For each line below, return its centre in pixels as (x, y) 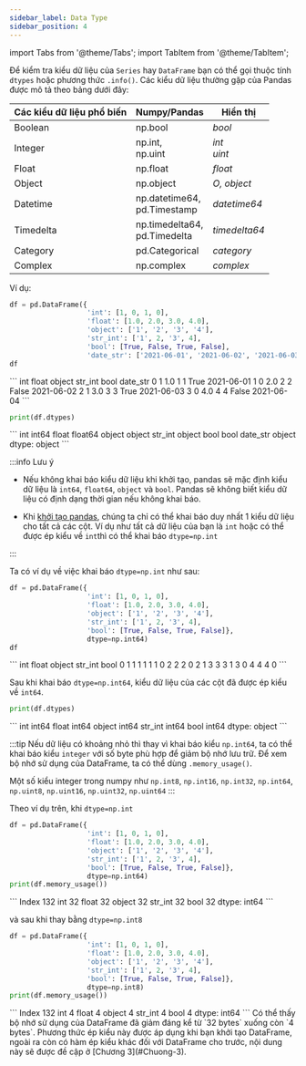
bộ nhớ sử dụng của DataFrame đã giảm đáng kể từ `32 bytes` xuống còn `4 (152, 1023)
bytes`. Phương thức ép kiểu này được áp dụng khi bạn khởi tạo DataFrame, (151, 1032)
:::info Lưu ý (32, 462)
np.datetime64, (168, 198)
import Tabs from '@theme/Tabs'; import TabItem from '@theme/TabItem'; (149, 52)
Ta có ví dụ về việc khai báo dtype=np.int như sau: (105, 572)
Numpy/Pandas (169, 112)
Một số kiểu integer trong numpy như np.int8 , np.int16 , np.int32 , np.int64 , (151, 781)
